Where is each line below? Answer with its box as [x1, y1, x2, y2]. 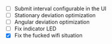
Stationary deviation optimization [14, 12, 96, 19]
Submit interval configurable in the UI [14, 5, 107, 12]
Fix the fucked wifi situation [14, 32, 83, 39]
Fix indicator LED [14, 25, 57, 32]
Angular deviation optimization [14, 18, 90, 26]
